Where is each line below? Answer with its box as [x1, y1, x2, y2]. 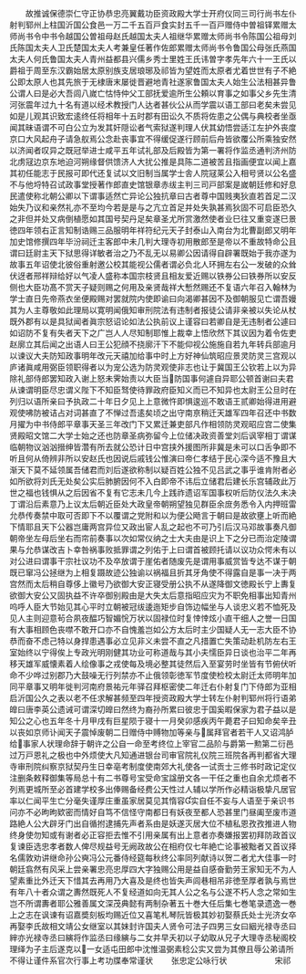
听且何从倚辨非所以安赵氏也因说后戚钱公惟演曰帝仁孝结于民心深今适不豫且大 [9, 453, 297, 464]
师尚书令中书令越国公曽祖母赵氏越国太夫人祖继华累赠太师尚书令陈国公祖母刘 [9, 31, 297, 41]
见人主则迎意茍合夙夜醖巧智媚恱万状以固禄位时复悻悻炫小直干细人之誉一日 [9, 613, 289, 623]
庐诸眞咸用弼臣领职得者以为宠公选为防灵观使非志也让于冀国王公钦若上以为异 [9, 361, 297, 372]
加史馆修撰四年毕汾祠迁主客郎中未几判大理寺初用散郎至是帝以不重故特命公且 [9, 236, 297, 246]
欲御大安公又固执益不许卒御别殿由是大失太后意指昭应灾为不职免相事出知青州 [9, 590, 297, 601]
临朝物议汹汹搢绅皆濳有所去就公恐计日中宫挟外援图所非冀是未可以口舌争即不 [9, 442, 297, 452]
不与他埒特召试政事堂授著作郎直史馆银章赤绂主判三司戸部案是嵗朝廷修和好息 [9, 179, 297, 190]
